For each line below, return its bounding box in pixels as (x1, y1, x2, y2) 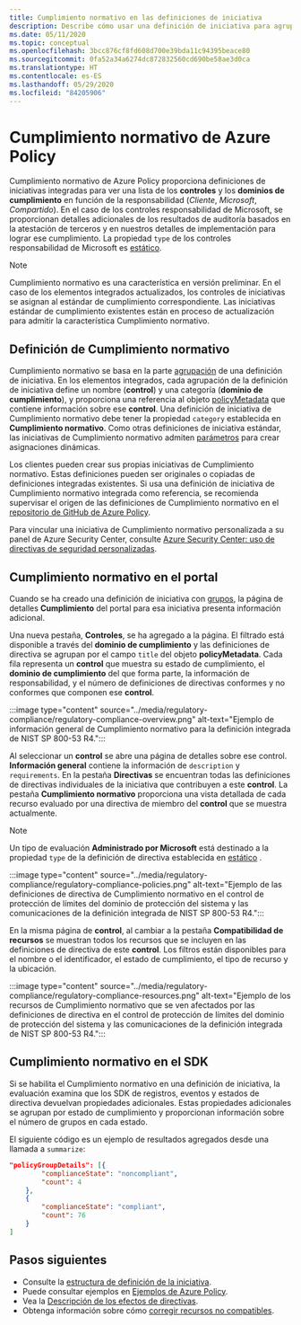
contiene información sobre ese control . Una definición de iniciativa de (9, 403, 271, 414)
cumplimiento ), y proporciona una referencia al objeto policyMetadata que (9, 394, 286, 405)
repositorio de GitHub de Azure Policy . (9, 507, 150, 517)
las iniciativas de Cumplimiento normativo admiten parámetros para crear (9, 432, 280, 443)
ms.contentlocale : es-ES (9, 72, 102, 81)
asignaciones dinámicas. (9, 442, 101, 453)
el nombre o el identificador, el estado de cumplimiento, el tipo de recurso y (9, 954, 288, 965)
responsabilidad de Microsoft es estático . (9, 243, 162, 253)
